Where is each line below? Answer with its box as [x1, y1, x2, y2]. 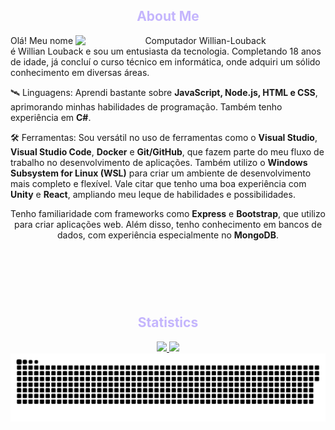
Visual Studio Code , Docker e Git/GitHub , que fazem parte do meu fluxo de [10, 145, 325, 158]
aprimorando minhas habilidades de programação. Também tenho [10, 100, 283, 113]
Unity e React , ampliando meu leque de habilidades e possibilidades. [10, 188, 296, 200]
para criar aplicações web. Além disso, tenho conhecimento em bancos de [13, 218, 323, 230]
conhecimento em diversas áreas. [10, 66, 150, 78]
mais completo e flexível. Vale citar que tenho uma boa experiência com [10, 177, 307, 189]
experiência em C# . [10, 111, 92, 123]
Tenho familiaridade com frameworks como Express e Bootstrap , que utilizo [10, 207, 326, 219]
